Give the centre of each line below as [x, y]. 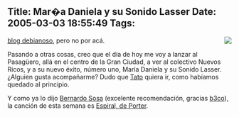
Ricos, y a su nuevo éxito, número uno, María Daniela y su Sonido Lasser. [115, 69]
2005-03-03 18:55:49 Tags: [71, 23]
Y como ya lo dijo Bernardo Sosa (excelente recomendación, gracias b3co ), [118, 98]
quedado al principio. [38, 84]
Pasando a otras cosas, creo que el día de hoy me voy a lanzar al [102, 54]
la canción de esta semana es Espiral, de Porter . [78, 106]
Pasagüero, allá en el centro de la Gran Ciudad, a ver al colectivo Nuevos [114, 62]
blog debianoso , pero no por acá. [56, 40]
